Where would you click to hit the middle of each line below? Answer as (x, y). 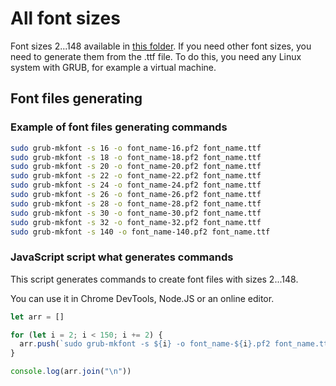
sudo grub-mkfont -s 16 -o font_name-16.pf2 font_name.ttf (136, 148)
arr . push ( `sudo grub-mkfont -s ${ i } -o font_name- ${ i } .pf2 (145, 344)
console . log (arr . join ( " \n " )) (71, 372)
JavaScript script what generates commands (122, 257)
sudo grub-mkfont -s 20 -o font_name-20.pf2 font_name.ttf (136, 167)
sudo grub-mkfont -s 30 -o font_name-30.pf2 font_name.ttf (136, 213)
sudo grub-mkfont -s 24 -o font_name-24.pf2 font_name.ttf (136, 185)
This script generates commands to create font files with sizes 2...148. (154, 279)
